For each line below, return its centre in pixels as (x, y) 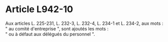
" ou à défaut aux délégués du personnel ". (50, 34)
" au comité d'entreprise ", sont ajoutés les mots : (57, 28)
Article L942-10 (39, 9)
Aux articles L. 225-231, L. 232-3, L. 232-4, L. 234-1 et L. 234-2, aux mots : (85, 23)
